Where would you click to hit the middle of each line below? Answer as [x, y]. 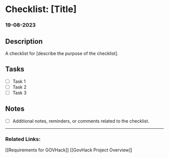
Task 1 [19, 81]
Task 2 [19, 87]
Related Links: [23, 139]
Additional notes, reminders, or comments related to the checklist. [81, 121]
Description [24, 41]
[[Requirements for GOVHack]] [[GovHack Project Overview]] [69, 150]
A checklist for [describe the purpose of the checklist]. [62, 53]
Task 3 [19, 93]
